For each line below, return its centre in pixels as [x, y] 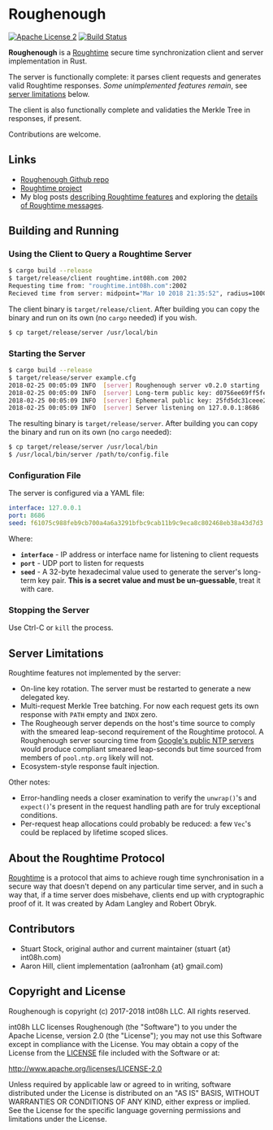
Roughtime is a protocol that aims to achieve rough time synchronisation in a [136, 877]
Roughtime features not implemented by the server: [95, 673]
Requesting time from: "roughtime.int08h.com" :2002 [97, 286]
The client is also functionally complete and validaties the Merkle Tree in [129, 110]
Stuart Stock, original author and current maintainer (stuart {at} [126, 949]
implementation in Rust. [48, 61]
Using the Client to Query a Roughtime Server [100, 254]
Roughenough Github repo [65, 179]
